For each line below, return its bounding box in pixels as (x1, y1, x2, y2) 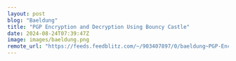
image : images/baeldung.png (7, 36, 90, 43)
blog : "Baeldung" (7, 17, 58, 24)
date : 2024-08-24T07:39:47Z (7, 29, 90, 37)
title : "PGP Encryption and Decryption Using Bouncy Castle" (7, 23, 190, 30)
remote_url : (7, 43, 42, 50)
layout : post (7, 10, 46, 18)
